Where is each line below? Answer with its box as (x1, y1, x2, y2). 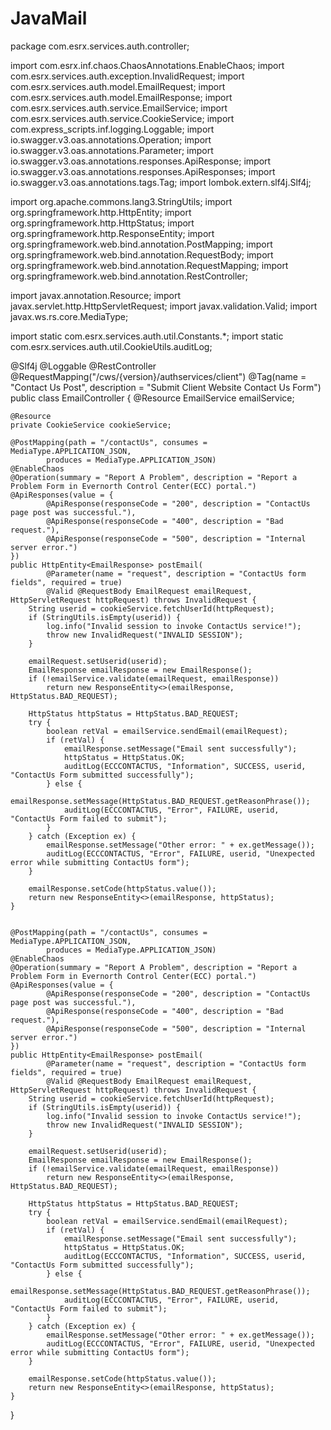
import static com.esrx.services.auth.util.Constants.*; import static (10, 330, 284, 342)
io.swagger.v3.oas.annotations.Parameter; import (10, 144, 214, 156)
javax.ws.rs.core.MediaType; (10, 310, 129, 322)
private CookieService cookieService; (10, 420, 172, 430)
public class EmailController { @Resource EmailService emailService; (10, 392, 295, 404)
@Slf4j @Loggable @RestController (10, 360, 157, 372)
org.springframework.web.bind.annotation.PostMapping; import (10, 238, 273, 250)
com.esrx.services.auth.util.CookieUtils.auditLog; (10, 340, 213, 352)
